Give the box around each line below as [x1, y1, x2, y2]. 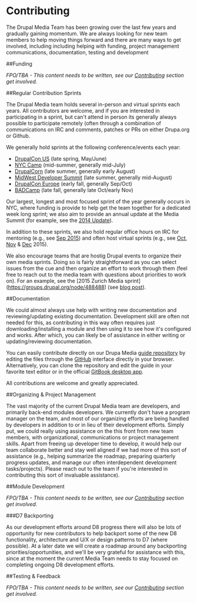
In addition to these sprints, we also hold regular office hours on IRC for [6, 228, 179, 235]
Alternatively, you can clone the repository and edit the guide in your [6, 361, 172, 369]
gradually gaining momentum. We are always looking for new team [6, 30, 168, 37]
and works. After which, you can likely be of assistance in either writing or [6, 331, 185, 338]
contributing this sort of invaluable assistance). [6, 471, 120, 478]
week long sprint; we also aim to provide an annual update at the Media [6, 210, 179, 217]
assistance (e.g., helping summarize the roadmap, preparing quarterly [6, 452, 176, 459]
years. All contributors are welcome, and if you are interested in [6, 107, 160, 114]
